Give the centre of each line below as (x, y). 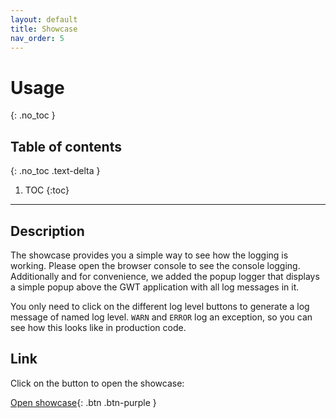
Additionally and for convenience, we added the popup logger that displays (165, 276)
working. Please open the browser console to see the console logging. (155, 265)
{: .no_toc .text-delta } (55, 171)
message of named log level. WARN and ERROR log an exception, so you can (161, 317)
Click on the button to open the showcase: (97, 383)
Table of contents (66, 146)
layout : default (44, 19)
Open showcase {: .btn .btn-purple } (83, 402)
